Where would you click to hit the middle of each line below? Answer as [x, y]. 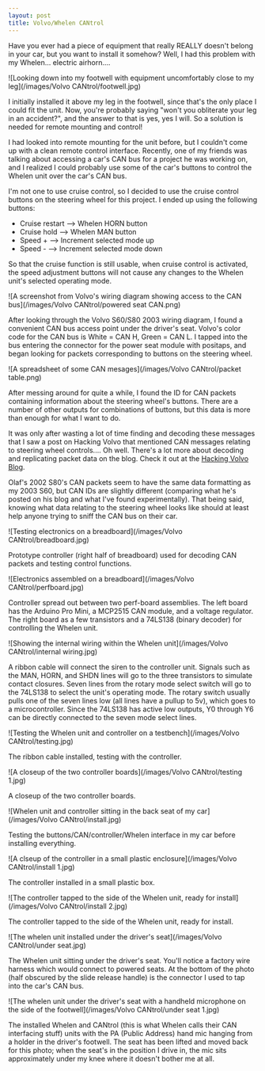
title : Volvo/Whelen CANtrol [56, 23]
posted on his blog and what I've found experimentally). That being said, [126, 499]
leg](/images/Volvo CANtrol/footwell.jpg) [74, 86]
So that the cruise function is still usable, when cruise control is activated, [128, 264]
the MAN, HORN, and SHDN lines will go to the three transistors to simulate [131, 675]
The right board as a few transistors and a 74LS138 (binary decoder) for [125, 619]
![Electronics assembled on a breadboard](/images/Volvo [101, 578]
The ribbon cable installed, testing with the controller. [95, 757]
